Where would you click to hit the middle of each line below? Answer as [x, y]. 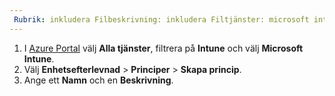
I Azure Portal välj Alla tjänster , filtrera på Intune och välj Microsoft [163, 48]
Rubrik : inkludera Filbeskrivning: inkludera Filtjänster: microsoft [161, 19]
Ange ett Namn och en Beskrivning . [98, 80]
